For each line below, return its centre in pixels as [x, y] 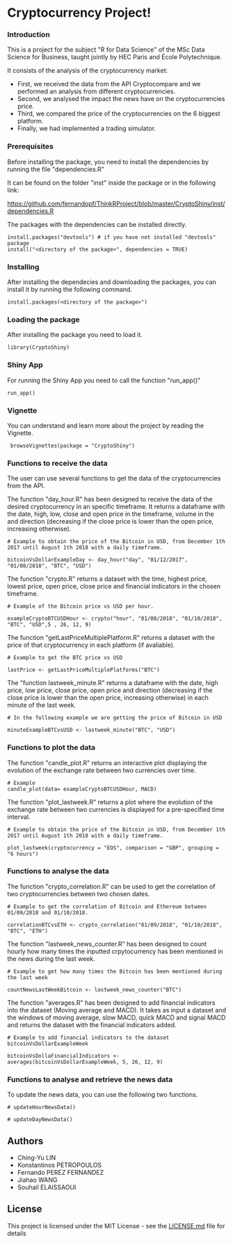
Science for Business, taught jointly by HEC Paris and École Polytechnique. [115, 57]
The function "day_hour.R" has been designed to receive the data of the [110, 499]
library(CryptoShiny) [39, 347]
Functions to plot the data [51, 748]
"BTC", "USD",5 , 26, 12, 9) [49, 625]
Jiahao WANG [37, 1180]
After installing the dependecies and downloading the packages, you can [112, 282]
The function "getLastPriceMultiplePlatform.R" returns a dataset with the [111, 638]
